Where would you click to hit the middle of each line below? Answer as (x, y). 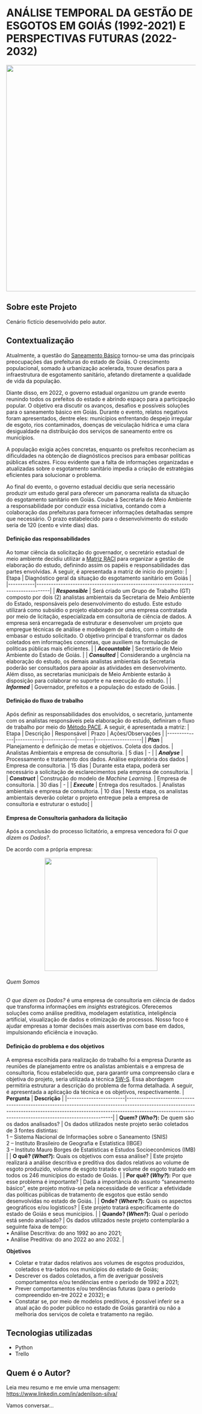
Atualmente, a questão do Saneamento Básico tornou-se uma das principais (100, 355)
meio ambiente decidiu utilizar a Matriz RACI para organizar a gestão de (95, 558)
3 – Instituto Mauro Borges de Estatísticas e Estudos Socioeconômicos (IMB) (101, 1150)
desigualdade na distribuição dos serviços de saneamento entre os (90, 431)
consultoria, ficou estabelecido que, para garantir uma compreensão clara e (100, 1072)
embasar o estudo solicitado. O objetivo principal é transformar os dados (97, 635)
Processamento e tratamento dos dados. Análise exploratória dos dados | (97, 759)
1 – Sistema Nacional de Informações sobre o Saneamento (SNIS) (87, 1137)
